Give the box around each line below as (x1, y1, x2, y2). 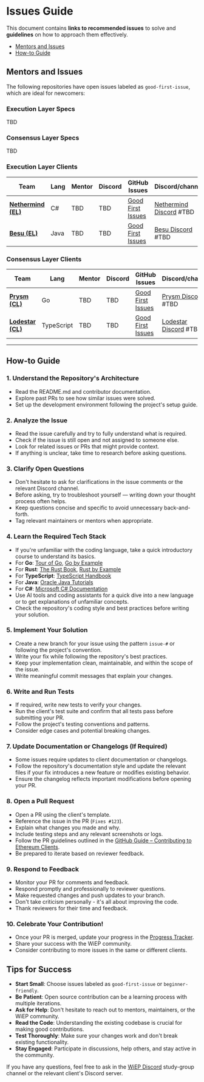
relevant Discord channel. (15, 485, 80, 492)
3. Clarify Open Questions (6, 464, 84, 473)
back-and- (163, 504, 191, 512)
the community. (15, 1052, 55, 1059)
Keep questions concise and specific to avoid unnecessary (15, 504, 163, 512)
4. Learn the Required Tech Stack (6, 532, 106, 541)
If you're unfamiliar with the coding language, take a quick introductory (15, 546, 193, 553)
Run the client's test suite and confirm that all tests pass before (15, 708, 174, 715)
